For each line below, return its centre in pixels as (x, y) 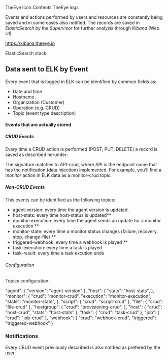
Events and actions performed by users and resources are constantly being (84, 17)
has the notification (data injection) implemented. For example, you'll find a (83, 170)
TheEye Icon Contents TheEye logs (42, 7)
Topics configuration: (27, 280)
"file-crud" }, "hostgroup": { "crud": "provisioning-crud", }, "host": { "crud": (84, 307)
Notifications (22, 336)
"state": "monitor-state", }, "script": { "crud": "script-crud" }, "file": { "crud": (84, 301)
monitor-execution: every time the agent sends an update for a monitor (87, 221)
